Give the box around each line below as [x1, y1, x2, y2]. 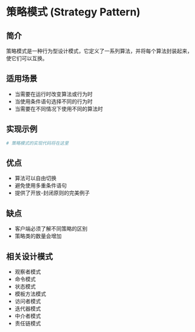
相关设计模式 [6, 251, 53, 261]
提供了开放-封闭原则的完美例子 [14, 189, 90, 196]
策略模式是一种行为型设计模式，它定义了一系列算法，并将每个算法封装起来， [6, 48, 193, 54]
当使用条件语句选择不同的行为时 [14, 98, 93, 105]
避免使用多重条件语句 [14, 182, 67, 189]
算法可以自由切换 [14, 175, 57, 182]
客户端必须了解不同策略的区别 [14, 225, 87, 232]
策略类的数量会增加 [14, 232, 62, 239]
